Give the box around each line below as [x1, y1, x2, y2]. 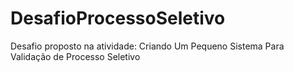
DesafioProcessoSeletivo [10, 7, 226, 30]
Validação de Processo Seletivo [10, 50, 141, 62]
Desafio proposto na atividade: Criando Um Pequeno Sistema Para [10, 40, 285, 52]
